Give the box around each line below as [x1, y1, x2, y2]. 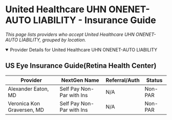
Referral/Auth [105, 77, 140, 84]
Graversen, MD [8, 106, 45, 113]
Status [146, 77, 163, 84]
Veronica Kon [8, 100, 40, 107]
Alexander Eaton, [8, 85, 49, 92]
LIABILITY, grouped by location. [19, 37, 86, 43]
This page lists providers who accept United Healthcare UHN [5, 31, 135, 37]
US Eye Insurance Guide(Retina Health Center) [5, 61, 157, 70]
